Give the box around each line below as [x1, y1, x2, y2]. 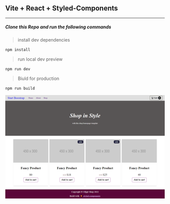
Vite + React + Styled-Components [5, 4, 118, 13]
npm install [5, 47, 30, 52]
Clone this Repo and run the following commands [5, 24, 111, 30]
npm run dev [5, 66, 30, 71]
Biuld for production [17, 75, 60, 81]
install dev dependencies [17, 36, 70, 43]
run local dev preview [17, 56, 63, 62]
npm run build [5, 86, 35, 91]
